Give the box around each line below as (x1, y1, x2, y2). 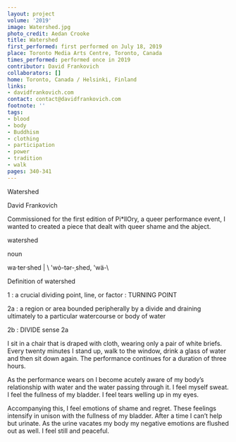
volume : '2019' (7, 17, 52, 24)
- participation (7, 142, 55, 149)
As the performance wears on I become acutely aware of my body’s (7, 375, 204, 383)
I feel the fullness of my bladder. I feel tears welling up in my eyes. (7, 390, 199, 399)
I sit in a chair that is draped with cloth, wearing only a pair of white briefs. (7, 339, 223, 347)
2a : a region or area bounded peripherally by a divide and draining (7, 304, 201, 313)
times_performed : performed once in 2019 (7, 56, 131, 64)
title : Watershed (7, 37, 58, 44)
